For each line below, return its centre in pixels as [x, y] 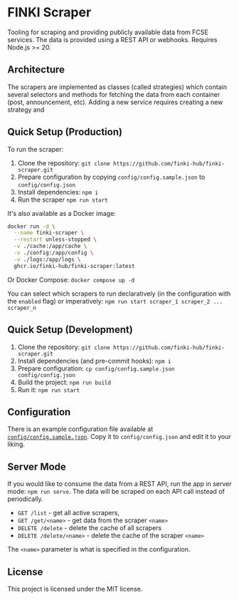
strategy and [26, 109]
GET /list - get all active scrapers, [68, 513]
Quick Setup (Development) [70, 330]
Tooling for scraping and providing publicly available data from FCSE [108, 32]
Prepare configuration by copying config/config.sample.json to [111, 177]
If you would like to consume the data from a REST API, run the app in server [120, 484]
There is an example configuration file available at [80, 429]
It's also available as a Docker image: [62, 213]
